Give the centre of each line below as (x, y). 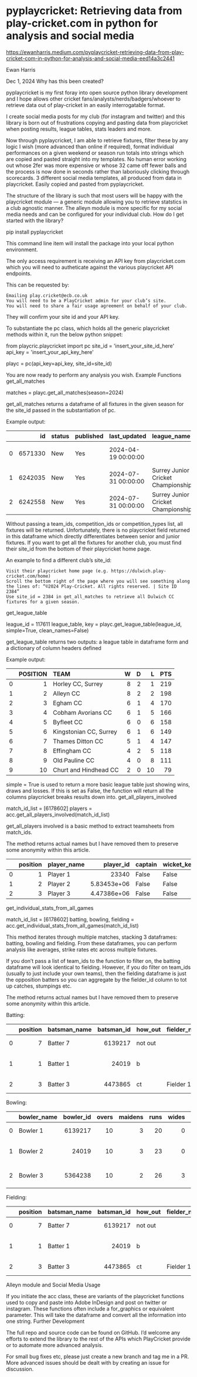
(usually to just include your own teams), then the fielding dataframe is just (96, 973)
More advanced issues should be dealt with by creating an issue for (88, 1362)
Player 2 (59, 883)
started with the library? (35, 220)
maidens (131, 1117)
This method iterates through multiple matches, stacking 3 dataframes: (92, 937)
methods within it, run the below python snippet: (64, 334)
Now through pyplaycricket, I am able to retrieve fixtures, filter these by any (97, 140)
